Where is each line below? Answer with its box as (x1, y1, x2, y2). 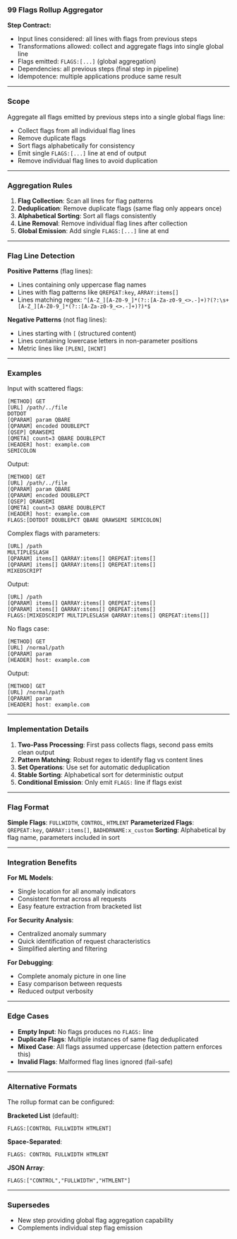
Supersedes (7, 1199, 50, 1209)
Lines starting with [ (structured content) (17, 329, 137, 338)
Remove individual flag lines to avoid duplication (17, 156, 158, 165)
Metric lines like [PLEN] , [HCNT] (17, 344, 107, 352)
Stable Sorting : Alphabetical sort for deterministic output (17, 770, 183, 778)
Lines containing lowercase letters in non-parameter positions (17, 337, 198, 345)
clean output (17, 747, 55, 757)
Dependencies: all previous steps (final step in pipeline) (17, 65, 179, 73)
